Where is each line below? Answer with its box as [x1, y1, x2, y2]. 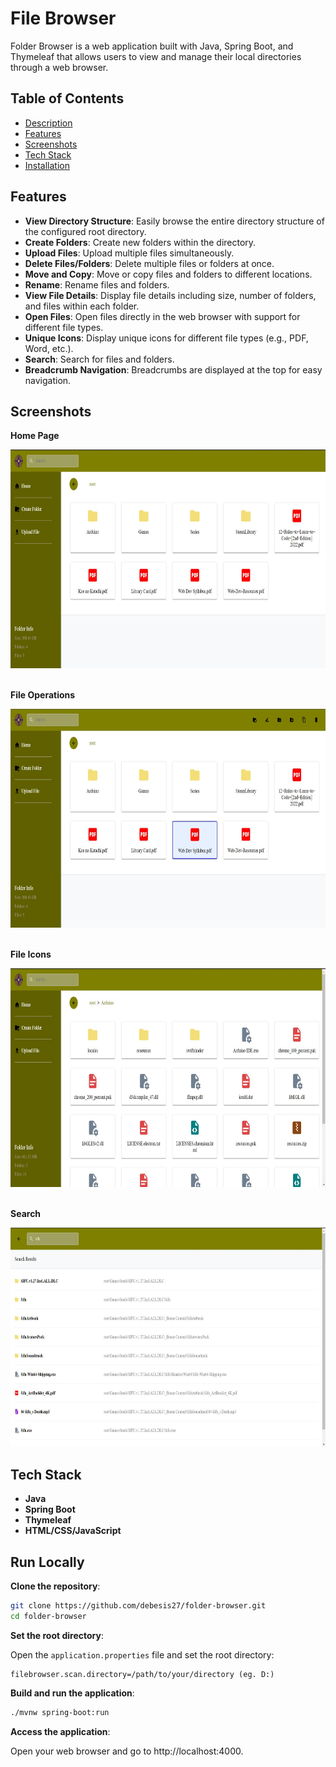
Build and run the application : [10, 1687, 135, 1699]
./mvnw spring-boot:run [10, 1707, 110, 1717]
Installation [24, 159, 71, 171]
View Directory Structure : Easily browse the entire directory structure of [24, 215, 325, 227]
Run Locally [10, 1553, 85, 1571]
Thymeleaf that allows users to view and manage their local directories [10, 50, 302, 62]
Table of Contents [10, 90, 125, 107]
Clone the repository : [10, 1580, 101, 1592]
